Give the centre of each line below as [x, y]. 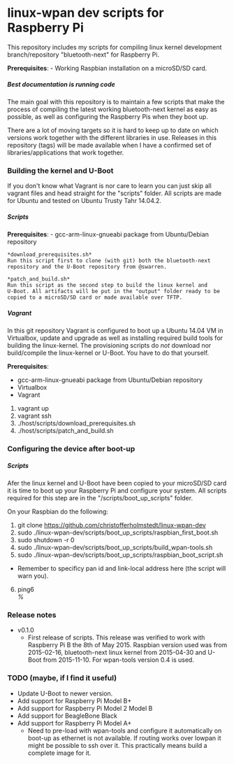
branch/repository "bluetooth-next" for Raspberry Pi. [83, 55]
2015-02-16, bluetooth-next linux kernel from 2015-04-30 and [117, 653]
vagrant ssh [35, 416]
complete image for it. [59, 753]
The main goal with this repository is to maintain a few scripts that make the [116, 101]
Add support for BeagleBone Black [67, 716]
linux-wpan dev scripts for [86, 13]
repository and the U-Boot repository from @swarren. [87, 267]
